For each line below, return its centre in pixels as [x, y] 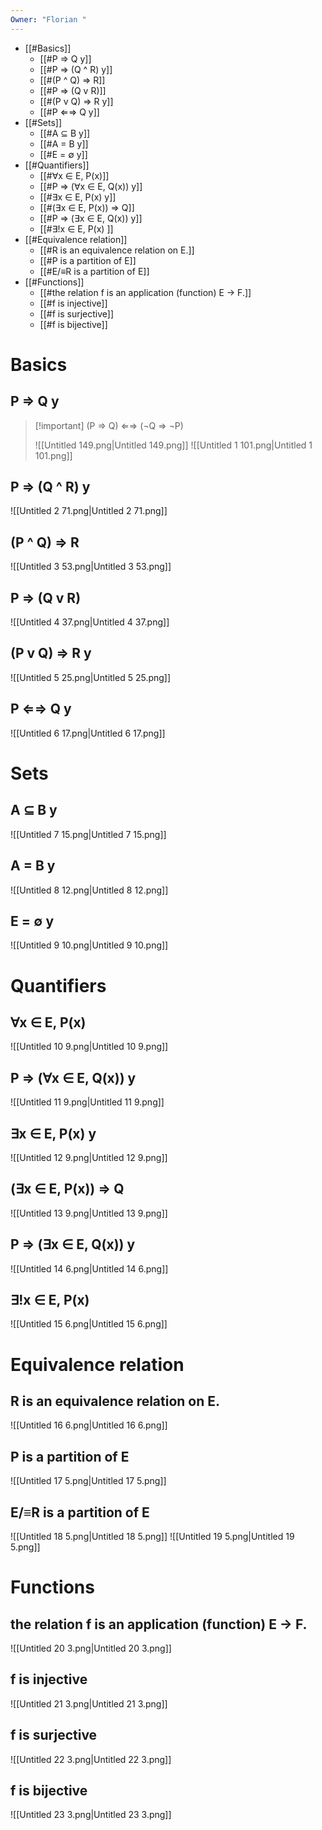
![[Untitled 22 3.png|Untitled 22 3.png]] [91, 1759]
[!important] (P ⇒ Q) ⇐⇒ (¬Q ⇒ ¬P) [109, 425]
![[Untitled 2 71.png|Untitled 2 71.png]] [89, 511]
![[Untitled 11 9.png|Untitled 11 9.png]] [87, 1102]
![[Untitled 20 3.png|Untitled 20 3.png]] [91, 1648]
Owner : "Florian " [48, 19]
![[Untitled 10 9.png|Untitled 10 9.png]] [89, 1047]
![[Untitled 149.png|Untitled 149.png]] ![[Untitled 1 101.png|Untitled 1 [173, 445]
